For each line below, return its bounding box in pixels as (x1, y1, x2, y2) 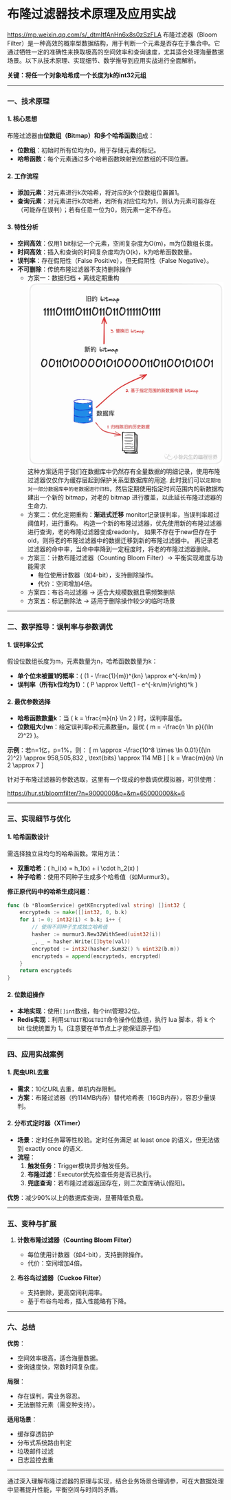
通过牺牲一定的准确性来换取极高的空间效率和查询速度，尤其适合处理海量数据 (7, 48, 224, 56)
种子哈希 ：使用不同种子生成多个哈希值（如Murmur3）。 (16, 872, 173, 880)
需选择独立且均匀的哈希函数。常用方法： (7, 849, 122, 858)
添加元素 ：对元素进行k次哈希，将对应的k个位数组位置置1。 (16, 188, 184, 197)
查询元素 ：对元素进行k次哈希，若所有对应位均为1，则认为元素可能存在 (16, 197, 217, 206)
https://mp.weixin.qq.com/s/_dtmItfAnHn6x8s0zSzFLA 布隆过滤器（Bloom (7, 30, 218, 39)
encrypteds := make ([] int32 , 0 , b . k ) (19, 909, 128, 916)
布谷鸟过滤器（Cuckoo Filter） (16, 1274, 105, 1282)
